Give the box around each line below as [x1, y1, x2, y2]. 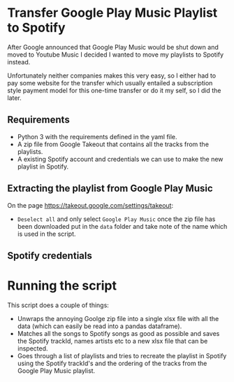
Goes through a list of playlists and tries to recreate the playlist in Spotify [17, 351, 227, 360]
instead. [7, 57, 31, 66]
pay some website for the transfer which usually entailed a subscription [7, 78, 213, 87]
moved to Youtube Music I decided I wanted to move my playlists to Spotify [7, 50, 224, 59]
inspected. [17, 344, 48, 353]
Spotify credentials [7, 250, 92, 262]
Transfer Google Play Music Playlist [7, 5, 218, 21]
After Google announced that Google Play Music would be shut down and [7, 43, 219, 51]
